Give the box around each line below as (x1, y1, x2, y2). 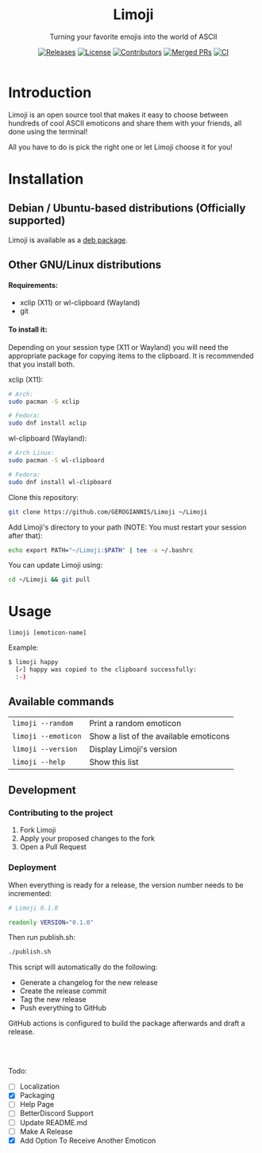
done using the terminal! (8, 126, 88, 136)
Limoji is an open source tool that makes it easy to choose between (8, 110, 229, 119)
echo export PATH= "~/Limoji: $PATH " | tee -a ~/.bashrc (8, 546, 194, 554)
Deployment (8, 862, 57, 873)
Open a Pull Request (19, 842, 87, 852)
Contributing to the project (8, 807, 114, 818)
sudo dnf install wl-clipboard (8, 478, 112, 486)
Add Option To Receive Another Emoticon (19, 1136, 156, 1145)
